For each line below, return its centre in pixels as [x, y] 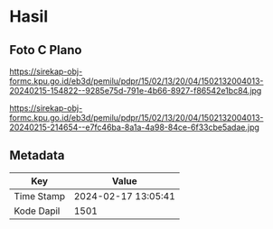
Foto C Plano [46, 50]
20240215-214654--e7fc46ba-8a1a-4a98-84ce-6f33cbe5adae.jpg [135, 127]
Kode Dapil [37, 211]
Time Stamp [40, 196]
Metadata [37, 156]
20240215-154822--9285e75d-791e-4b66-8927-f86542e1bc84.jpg [136, 91]
